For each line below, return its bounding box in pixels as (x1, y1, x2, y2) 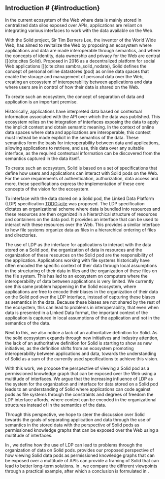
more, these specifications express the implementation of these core (5, 181, 145, 187)
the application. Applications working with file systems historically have (5, 257, 150, 263)
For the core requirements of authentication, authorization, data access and (5, 175, 159, 181)
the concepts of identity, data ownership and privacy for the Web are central (5, 53, 160, 59)
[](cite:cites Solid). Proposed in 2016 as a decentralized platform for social (5, 58, 156, 64)
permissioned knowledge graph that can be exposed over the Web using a (5, 370, 157, 376)
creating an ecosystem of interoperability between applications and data (5, 79, 153, 85)
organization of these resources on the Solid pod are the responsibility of (5, 252, 154, 258)
